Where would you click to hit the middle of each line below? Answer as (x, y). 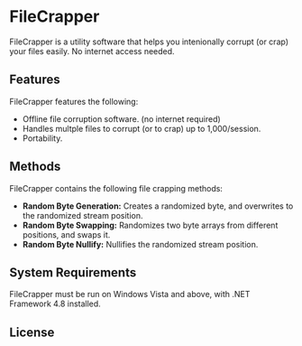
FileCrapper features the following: (74, 101)
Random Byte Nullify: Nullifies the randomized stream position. (140, 244)
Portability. (42, 138)
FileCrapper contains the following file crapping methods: (116, 188)
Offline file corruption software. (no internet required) (121, 118)
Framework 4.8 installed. (55, 304)
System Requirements (73, 272)
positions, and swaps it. (66, 234)
